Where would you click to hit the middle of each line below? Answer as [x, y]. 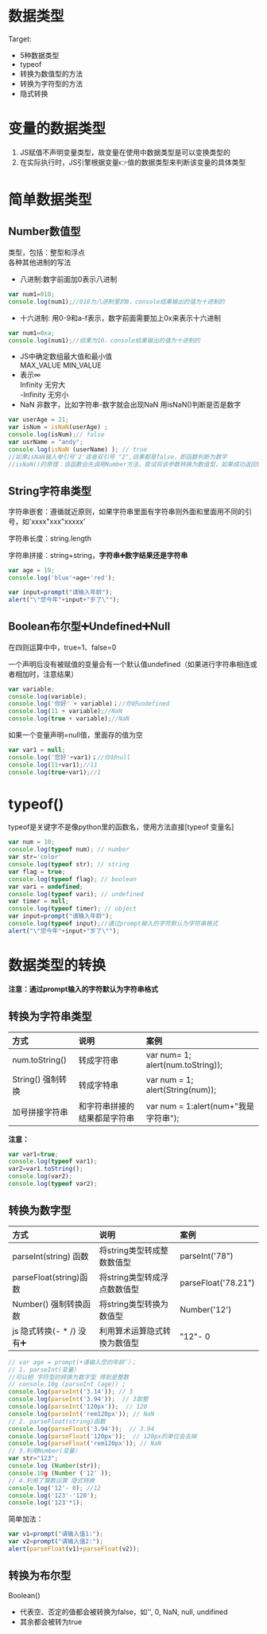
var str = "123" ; [33, 1459]
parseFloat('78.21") [217, 1282]
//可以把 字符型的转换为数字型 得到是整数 [69, 1377]
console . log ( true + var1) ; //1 [55, 772]
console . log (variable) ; [48, 696]
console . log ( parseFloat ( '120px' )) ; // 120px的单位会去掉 [103, 1436]
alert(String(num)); [181, 1090]
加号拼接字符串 [41, 1112]
